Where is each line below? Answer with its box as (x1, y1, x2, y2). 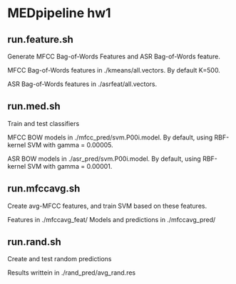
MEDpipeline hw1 (7, 5, 112, 21)
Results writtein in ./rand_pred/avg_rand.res (7, 268, 136, 277)
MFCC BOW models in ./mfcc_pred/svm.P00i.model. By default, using (7, 133, 213, 142)
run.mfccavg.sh (7, 183, 81, 195)
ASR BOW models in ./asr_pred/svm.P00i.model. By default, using (7, 154, 201, 163)
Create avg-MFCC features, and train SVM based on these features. (7, 201, 207, 210)
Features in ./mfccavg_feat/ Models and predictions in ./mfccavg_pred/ (7, 215, 216, 223)
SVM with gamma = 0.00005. (27, 140, 114, 149)
